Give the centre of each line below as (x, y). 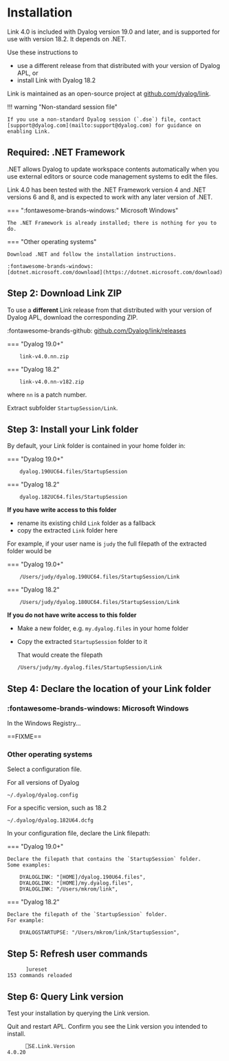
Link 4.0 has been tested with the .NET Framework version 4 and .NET (107, 190)
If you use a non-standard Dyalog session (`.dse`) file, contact (104, 119)
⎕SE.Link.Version (50, 1046)
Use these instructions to (43, 52)
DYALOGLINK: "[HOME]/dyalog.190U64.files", (83, 878)
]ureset (36, 970)
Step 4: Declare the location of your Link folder (109, 689)
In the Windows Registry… (44, 724)
